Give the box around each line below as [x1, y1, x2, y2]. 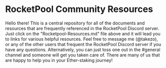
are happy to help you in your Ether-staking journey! [5, 57, 113, 63]
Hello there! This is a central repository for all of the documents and [5, 20, 145, 26]
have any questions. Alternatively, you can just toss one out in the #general [5, 46, 160, 52]
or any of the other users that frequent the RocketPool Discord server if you [5, 41, 161, 47]
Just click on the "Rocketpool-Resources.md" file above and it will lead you [5, 30, 160, 36]
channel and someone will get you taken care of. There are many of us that [5, 51, 160, 58]
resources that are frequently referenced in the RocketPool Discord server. [5, 25, 159, 31]
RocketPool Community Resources [5, 3, 153, 15]
